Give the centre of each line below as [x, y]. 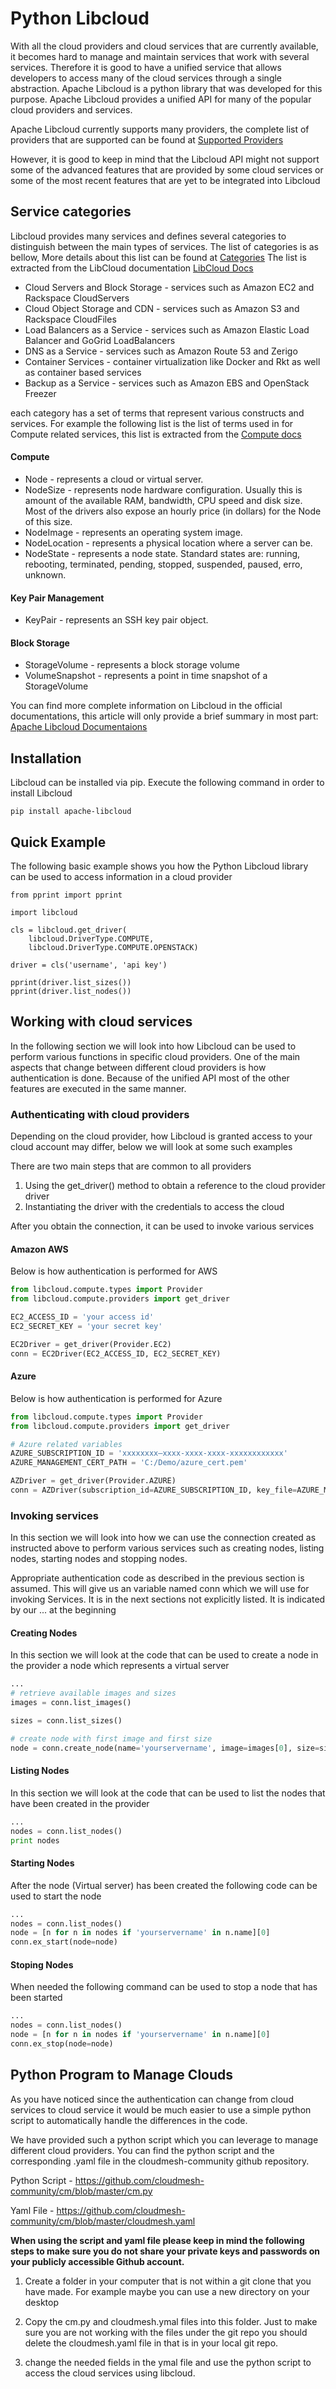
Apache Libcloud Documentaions [79, 727]
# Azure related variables [66, 1444]
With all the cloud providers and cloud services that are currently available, [164, 46]
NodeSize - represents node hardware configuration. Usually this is [163, 489]
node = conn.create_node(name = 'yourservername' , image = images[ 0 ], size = [165, 1748]
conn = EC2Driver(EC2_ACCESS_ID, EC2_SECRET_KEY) [116, 1353]
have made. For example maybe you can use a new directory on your [167, 2291]
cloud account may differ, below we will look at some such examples [151, 1147]
